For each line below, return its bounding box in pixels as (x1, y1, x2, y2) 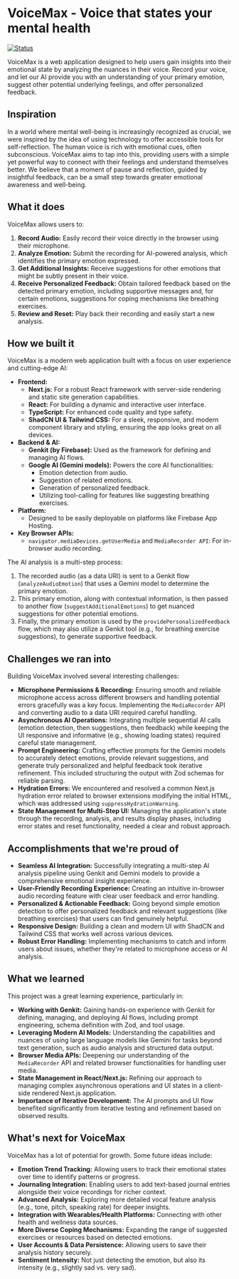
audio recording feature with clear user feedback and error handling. (17, 892, 219, 900)
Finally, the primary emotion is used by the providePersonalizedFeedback (17, 617, 230, 626)
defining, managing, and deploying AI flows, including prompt (17, 1013, 198, 1021)
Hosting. (28, 521, 53, 530)
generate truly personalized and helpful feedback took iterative (17, 761, 203, 770)
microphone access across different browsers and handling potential (17, 693, 220, 702)
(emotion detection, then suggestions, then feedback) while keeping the (17, 724, 229, 732)
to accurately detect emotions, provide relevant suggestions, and (17, 753, 209, 763)
